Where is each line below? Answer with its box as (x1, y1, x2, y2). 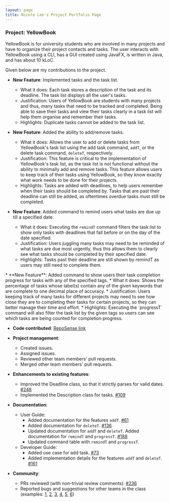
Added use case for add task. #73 (27, 449, 99, 456)
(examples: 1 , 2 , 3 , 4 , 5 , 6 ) (20, 491, 75, 497)
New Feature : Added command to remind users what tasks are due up (12, 208, 161, 214)
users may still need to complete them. (20, 261, 102, 268)
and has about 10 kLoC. (5, 57, 55, 63)
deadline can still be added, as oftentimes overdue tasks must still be (20, 193, 165, 199)
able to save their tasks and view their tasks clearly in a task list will (20, 108, 162, 114)
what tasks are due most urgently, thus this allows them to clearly (20, 246, 158, 252)
